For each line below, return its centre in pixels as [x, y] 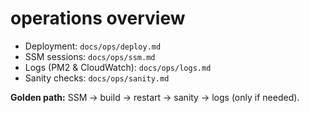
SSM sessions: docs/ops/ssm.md [90, 56]
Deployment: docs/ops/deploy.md [93, 46]
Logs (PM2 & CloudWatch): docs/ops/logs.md [118, 67]
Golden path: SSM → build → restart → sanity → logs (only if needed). [155, 97]
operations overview [98, 18]
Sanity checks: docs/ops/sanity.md [97, 78]
